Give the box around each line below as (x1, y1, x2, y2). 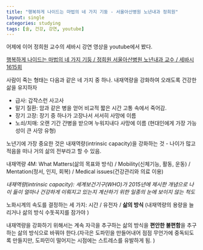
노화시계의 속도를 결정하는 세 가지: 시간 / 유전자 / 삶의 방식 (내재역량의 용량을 (6, 201, 188, 209)
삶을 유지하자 (6, 84, 38, 91)
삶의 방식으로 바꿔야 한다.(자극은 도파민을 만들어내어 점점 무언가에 (17, 229, 173, 237)
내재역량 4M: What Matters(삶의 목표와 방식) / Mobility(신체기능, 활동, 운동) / (6, 160, 191, 168)
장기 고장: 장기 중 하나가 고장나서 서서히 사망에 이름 (15, 112, 136, 119)
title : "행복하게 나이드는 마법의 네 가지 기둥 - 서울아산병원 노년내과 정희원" (6, 8, 179, 15)
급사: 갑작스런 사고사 (15, 97, 64, 104)
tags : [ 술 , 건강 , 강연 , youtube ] (6, 25, 85, 32)
